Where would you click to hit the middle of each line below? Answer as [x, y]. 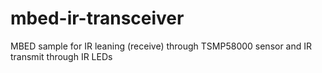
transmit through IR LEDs [61, 56]
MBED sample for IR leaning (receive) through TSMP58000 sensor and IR [161, 46]
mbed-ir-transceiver [97, 18]
